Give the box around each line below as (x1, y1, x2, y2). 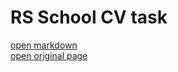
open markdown (10, 39, 78, 51)
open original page (10, 49, 88, 61)
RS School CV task (10, 6, 168, 29)
